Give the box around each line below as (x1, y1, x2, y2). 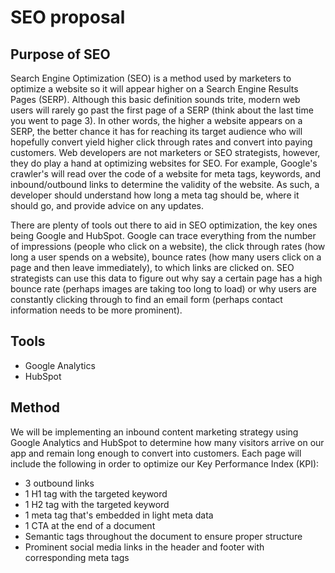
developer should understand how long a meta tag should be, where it (10, 189, 300, 201)
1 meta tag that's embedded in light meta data (24, 509, 214, 521)
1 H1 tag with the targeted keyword (24, 487, 168, 500)
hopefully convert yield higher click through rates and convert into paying (10, 136, 313, 148)
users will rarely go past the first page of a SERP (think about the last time (10, 104, 314, 116)
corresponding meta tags (24, 551, 130, 563)
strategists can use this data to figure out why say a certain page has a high (10, 272, 323, 284)
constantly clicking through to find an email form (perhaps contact (10, 294, 283, 305)
